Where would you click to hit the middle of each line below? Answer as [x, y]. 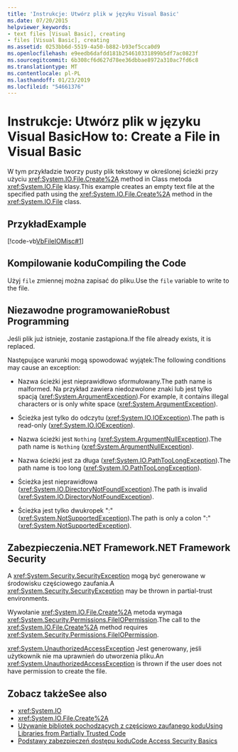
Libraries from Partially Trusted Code [72, 734]
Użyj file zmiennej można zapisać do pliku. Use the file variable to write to [118, 280]
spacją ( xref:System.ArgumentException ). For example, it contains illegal [123, 396]
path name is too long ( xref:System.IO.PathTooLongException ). [110, 468]
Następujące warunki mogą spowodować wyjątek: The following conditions [117, 360]
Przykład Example [47, 224]
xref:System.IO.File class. [44, 202]
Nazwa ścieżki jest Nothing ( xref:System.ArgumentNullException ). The [120, 439]
